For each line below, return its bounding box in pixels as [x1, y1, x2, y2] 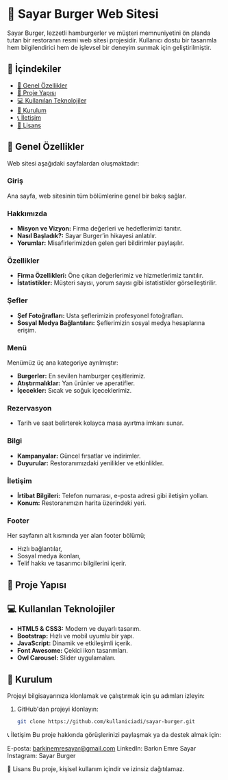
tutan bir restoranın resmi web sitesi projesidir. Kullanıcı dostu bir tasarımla [7, 36, 217, 44]
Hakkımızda [7, 209, 48, 218]
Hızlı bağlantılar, [16, 545, 63, 553]
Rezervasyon [7, 403, 52, 413]
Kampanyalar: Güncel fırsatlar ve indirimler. [16, 452, 141, 460]
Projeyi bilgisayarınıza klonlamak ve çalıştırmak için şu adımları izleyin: [7, 692, 205, 700]
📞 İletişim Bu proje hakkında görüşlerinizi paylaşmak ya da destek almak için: [7, 731, 221, 739]
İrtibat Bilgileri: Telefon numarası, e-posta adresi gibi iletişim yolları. [16, 491, 209, 499]
